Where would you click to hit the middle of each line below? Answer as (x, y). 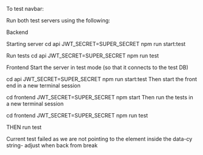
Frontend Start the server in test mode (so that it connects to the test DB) (98, 67)
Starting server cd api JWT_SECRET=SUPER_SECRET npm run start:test (96, 44)
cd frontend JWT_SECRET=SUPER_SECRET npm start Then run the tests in (100, 97)
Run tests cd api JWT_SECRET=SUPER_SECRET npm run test (83, 56)
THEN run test (24, 127)
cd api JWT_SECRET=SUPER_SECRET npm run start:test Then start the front (102, 79)
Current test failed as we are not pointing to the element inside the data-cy (99, 139)
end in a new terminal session (43, 85)
